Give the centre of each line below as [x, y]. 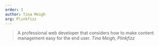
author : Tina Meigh [25, 14]
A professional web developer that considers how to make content [85, 33]
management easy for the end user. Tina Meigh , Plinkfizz [76, 38]
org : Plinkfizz [21, 19]
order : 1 [14, 10]
